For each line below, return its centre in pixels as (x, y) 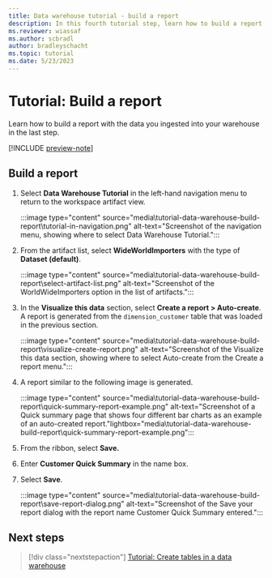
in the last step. (34, 132)
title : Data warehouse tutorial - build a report (94, 16)
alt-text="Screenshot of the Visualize (202, 349)
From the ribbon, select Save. (70, 447)
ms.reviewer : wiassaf (45, 31)
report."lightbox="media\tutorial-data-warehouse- (168, 423)
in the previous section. (59, 324)
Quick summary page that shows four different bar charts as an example (141, 415)
